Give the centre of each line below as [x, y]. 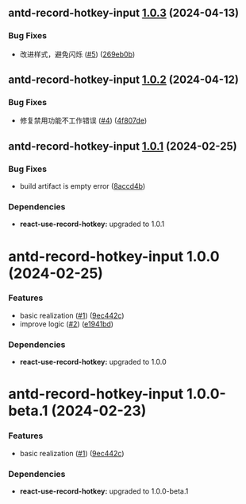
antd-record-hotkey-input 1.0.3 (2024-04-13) [124, 13]
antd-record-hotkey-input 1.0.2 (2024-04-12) [124, 80]
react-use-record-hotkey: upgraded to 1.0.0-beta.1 [104, 491]
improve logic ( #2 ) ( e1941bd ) [66, 324]
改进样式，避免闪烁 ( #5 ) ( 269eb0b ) [77, 54]
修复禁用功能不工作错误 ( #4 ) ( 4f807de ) [83, 121]
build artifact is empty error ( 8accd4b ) [83, 186]
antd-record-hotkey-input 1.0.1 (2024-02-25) [123, 146]
